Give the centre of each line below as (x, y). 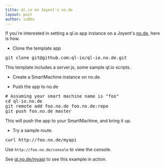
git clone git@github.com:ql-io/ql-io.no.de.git (66, 58)
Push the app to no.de (35, 87)
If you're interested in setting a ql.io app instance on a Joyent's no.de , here (83, 33)
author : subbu (20, 19)
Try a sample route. (33, 130)
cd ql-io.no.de (24, 101)
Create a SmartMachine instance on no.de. (57, 77)
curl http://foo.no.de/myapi (41, 140)
